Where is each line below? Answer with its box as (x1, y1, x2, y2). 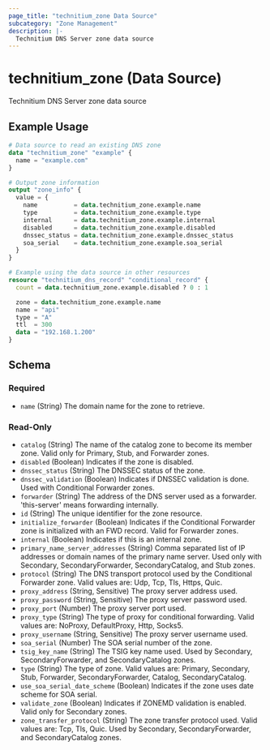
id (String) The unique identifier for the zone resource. (19, 508, 203, 518)
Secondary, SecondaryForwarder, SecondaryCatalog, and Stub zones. (19, 560, 255, 570)
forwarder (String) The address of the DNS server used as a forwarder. (19, 491, 257, 501)
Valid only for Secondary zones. (19, 706, 127, 716)
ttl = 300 (15, 321, 53, 329)
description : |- (8, 27, 63, 35)
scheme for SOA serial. (19, 689, 97, 699)
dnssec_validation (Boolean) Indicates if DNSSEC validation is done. (19, 474, 250, 483)
